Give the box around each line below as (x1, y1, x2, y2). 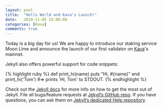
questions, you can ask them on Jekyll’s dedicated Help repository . (5, 97, 147, 103)
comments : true (5, 26, 38, 32)
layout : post (5, 7, 33, 13)
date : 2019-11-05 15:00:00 (5, 17, 67, 22)
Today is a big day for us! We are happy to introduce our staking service (5, 40, 157, 46)
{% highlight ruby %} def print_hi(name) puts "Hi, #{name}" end (5, 71, 140, 77)
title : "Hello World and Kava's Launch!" (5, 12, 97, 17)
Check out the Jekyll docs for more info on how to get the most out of (5, 86, 152, 92)
